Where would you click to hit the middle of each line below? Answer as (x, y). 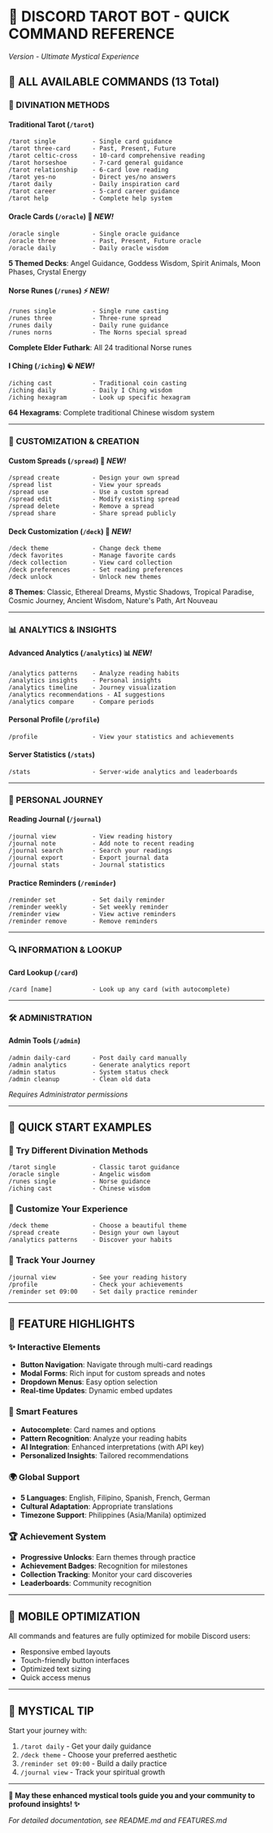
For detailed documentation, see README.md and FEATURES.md (118, 1820)
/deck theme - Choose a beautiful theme (97, 1226)
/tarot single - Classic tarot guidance (94, 1167)
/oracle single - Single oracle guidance (94, 234)
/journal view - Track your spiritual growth (92, 1772)
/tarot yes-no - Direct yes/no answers (92, 177)
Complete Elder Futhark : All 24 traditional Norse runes (100, 347)
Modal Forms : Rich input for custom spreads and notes (113, 1374)
